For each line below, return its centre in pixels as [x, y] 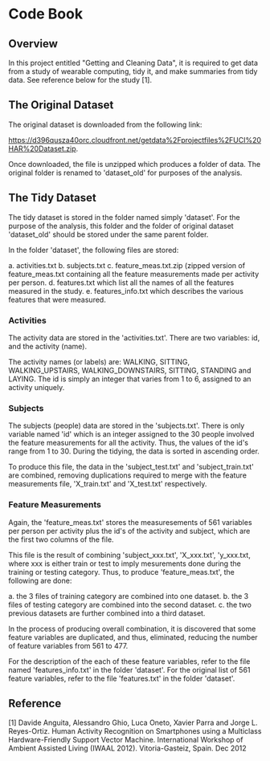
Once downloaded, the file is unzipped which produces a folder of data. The [135, 164]
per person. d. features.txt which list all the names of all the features [121, 283]
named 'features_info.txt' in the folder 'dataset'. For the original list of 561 [129, 669]
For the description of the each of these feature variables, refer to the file [129, 661]
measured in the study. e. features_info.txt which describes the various [126, 291]
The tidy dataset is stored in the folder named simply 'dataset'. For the [124, 217]
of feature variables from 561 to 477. [68, 645]
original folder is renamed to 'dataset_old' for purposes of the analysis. [125, 173]
